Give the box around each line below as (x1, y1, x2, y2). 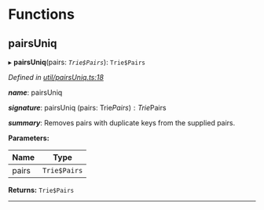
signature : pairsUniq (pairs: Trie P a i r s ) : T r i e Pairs (8, 103, 167, 112)
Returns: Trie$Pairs (8, 186, 75, 194)
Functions (8, 5, 75, 24)
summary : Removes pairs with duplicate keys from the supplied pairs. (8, 118, 236, 127)
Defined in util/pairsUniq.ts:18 (8, 73, 104, 81)
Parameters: (8, 133, 49, 143)
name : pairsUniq (8, 88, 63, 97)
